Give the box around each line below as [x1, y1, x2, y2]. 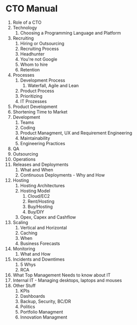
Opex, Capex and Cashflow [20, 214, 76, 220]
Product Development [12, 104, 57, 109]
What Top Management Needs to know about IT [12, 272, 111, 278]
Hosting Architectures [20, 182, 65, 188]
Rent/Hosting [27, 198, 55, 204]
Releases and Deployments [12, 162, 69, 167]
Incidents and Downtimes [12, 256, 65, 262]
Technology [12, 24, 38, 30]
